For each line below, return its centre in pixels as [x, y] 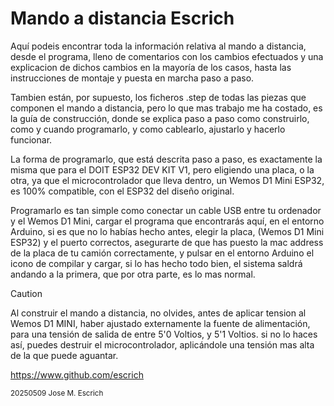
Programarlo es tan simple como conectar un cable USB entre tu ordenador [166, 210]
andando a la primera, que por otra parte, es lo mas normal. [133, 274]
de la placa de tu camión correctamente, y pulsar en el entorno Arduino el [162, 253]
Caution [26, 293]
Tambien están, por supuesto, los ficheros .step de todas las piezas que [158, 97]
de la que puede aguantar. [64, 355]
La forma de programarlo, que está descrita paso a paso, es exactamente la [166, 159]
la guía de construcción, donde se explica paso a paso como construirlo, [160, 118]
